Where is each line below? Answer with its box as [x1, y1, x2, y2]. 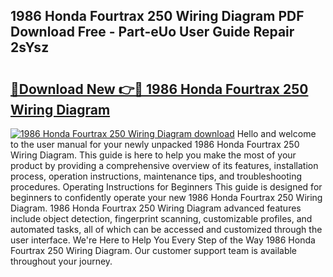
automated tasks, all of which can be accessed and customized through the [10, 224, 323, 235]
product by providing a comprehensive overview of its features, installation [10, 160, 319, 171]
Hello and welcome [236, 128, 317, 139]
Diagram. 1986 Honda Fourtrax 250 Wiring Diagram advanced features [10, 202, 302, 214]
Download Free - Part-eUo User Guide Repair [10, 24, 295, 41]
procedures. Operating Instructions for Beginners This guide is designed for [10, 181, 323, 193]
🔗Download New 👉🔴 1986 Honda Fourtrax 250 [10, 80, 309, 98]
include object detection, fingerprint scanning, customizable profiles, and [10, 213, 313, 224]
